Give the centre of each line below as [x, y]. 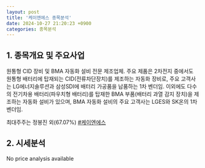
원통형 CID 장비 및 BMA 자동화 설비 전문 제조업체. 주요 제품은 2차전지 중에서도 [100, 71]
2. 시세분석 [26, 143]
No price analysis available [40, 158]
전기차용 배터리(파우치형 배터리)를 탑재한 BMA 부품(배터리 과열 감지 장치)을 [102, 94]
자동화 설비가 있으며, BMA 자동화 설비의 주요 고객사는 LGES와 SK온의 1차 [110, 102]
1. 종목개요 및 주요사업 [46, 55]
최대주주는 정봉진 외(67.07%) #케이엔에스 [56, 122]
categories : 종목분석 [31, 29]
